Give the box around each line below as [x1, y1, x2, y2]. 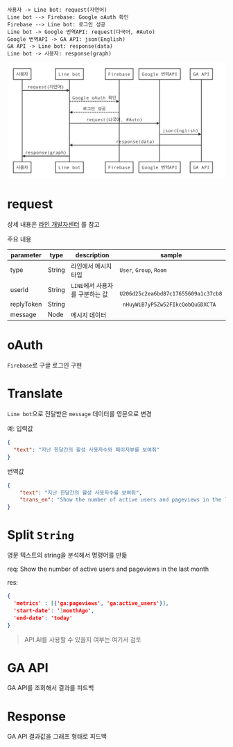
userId [10, 285, 29, 293]
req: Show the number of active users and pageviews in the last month [7, 565, 209, 574]
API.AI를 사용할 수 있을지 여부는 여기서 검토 [24, 635, 142, 644]
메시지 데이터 [71, 311, 107, 319]
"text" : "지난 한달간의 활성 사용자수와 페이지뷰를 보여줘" [13, 446, 160, 453]
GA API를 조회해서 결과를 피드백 [7, 684, 94, 692]
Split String [7, 527, 75, 543]
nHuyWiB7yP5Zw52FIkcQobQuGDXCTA [122, 301, 216, 309]
